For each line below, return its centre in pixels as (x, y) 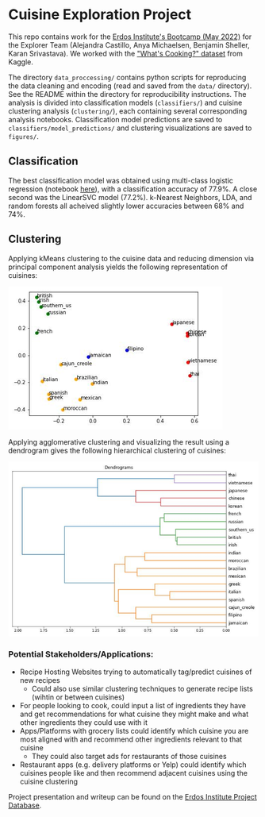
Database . (25, 805)
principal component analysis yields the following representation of (118, 267)
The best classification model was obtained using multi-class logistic (121, 180)
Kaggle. (21, 62)
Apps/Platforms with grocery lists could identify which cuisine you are (134, 730)
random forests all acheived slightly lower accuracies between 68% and (126, 206)
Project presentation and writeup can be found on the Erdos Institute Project (133, 796)
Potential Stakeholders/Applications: (81, 654)
